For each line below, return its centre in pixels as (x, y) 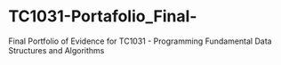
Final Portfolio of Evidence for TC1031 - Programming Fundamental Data (140, 41)
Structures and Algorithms (56, 50)
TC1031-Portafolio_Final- (103, 16)
